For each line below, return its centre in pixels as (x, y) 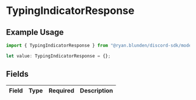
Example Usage (35, 32)
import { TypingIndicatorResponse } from (57, 45)
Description (97, 90)
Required (62, 90)
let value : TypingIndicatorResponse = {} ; (58, 56)
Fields (17, 74)
